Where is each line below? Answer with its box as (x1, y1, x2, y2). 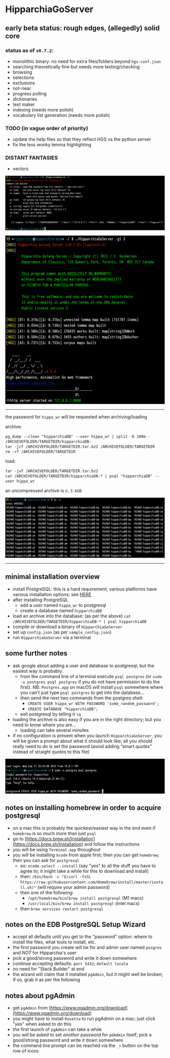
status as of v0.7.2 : (5, 47, 54, 54)
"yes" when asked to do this (12, 1021, 72, 1027)
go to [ (12, 836, 27, 842)
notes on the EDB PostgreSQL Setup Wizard (5, 920, 146, 929)
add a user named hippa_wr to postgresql (20, 602, 106, 608)
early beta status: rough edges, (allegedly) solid (5, 24, 160, 32)
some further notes (5, 649, 68, 658)
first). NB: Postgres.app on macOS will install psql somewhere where (20, 684, 163, 690)
